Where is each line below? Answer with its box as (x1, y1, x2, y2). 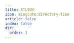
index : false (5, 21, 32, 26)
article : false (5, 16, 37, 21)
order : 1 (9, 30, 28, 35)
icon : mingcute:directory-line (5, 12, 70, 17)
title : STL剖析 (5, 7, 35, 12)
